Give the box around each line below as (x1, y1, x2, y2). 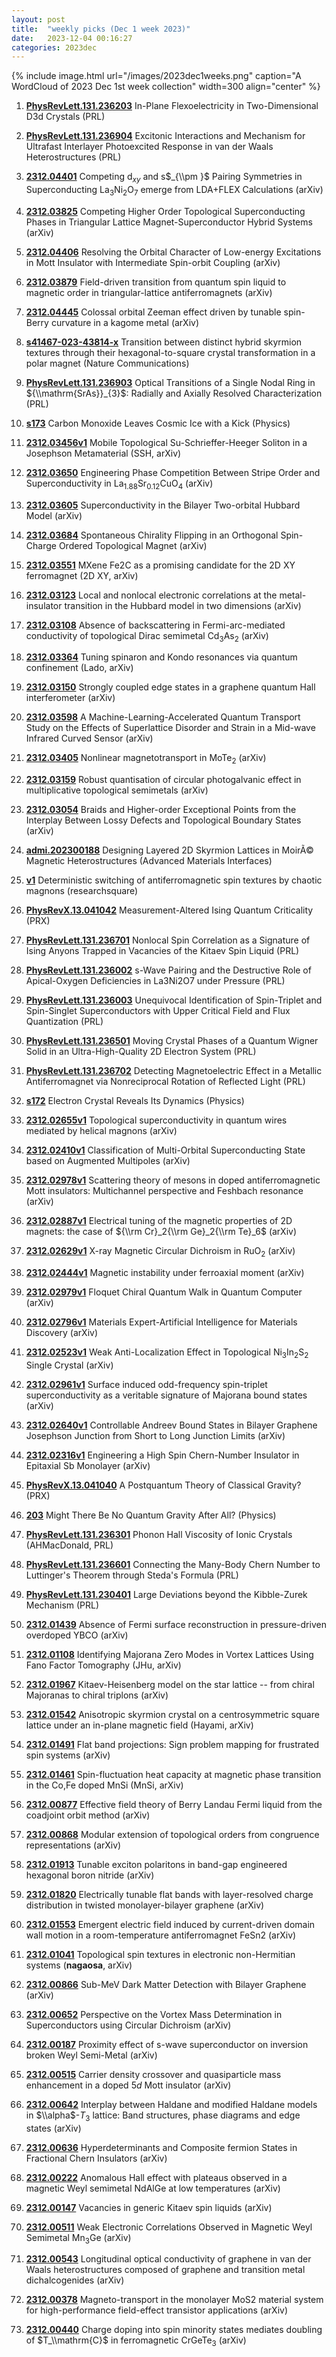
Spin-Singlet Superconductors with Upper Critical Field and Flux (25, 1005, 291, 1017)
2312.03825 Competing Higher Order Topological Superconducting (25, 205, 306, 217)
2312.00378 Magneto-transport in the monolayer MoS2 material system (25, 2294, 324, 2306)
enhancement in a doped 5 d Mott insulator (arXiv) (25, 2079, 232, 2091)
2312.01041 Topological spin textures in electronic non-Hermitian (25, 1948, 296, 1960)
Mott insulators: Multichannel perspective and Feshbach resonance (25, 1185, 304, 1197)
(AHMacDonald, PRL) (25, 1539, 114, 1551)
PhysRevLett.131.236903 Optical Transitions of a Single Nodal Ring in (25, 376, 316, 388)
